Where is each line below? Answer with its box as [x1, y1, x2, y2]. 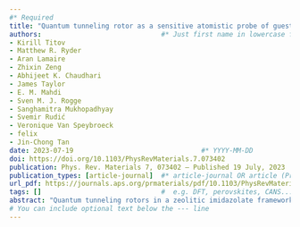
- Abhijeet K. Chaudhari [9, 71, 102, 80]
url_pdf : [9, 180, 42, 189]
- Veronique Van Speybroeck [9, 122, 114, 130]
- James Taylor [9, 80, 66, 88]
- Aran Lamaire [9, 55, 66, 63]
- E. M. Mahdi [9, 88, 62, 97]
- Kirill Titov [9, 38, 66, 47]
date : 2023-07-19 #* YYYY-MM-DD [9, 146, 254, 155]
